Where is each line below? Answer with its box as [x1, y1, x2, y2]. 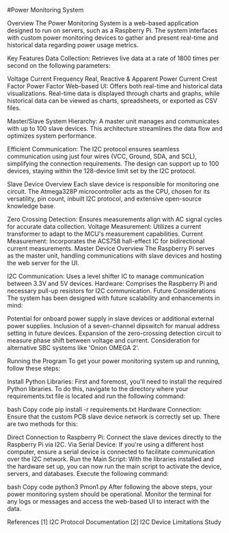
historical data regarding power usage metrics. [7, 41, 139, 49]
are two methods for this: [7, 420, 78, 427]
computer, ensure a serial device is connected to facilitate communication [7, 448, 215, 456]
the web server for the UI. [7, 259, 80, 266]
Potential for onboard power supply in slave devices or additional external [7, 314, 215, 323]
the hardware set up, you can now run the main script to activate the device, [7, 462, 222, 470]
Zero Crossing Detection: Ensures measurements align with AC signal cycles [7, 215, 222, 223]
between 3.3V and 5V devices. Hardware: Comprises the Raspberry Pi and [7, 280, 217, 287]
